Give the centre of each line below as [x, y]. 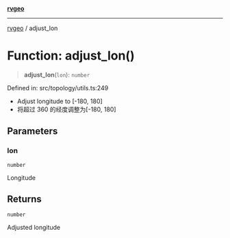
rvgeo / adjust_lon [33, 28]
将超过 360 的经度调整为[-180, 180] [66, 109]
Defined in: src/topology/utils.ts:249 [58, 88]
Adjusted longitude [34, 228]
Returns [25, 199]
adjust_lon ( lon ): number [57, 75]
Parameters [33, 131]
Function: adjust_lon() [71, 56]
